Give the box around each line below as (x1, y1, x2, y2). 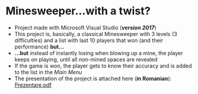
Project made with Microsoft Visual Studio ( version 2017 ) (14, 24, 157, 31)
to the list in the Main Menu (14, 68, 82, 75)
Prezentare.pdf (14, 81, 52, 88)
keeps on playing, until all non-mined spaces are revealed (14, 56, 158, 63)
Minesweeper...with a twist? (5, 4, 151, 18)
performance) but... (14, 43, 64, 50)
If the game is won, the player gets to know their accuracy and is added (14, 62, 192, 69)
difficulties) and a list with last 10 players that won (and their (14, 37, 164, 44)
